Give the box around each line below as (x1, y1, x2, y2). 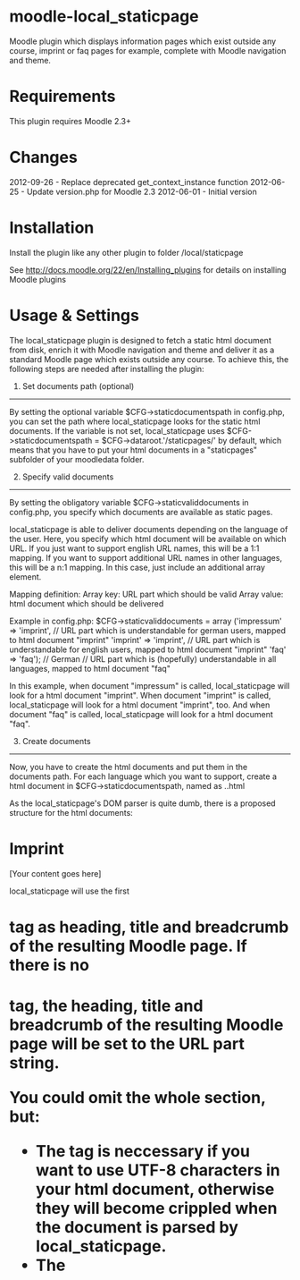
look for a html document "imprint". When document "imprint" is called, (9, 690, 271, 700)
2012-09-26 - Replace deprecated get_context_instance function (9, 176, 248, 187)
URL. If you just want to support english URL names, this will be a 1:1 (9, 543, 260, 554)
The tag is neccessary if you (35, 1141, 250, 1161)
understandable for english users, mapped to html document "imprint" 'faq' (9, 644, 287, 655)
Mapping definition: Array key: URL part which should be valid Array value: (9, 589, 284, 599)
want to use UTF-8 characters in (35, 1160, 280, 1180)
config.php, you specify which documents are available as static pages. (9, 506, 273, 517)
